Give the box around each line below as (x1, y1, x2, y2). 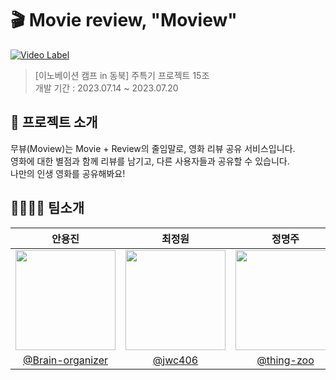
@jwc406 (152, 353, 199, 367)
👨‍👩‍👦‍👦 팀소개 (10, 200, 85, 217)
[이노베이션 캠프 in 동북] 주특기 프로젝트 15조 (34, 69, 210, 81)
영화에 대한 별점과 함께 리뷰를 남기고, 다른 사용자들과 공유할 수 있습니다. (10, 155, 290, 167)
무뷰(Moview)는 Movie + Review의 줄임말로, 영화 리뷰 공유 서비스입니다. (10, 142, 296, 154)
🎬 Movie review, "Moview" (10, 9, 238, 32)
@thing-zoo (256, 353, 315, 367)
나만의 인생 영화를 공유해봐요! (10, 167, 126, 179)
